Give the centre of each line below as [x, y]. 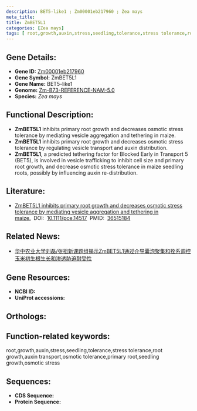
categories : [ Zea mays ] [35, 28]
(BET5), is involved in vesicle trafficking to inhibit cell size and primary [99, 160]
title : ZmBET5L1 [26, 22]
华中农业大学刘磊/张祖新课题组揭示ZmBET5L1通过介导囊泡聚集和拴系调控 [103, 251]
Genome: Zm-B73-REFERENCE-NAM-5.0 [65, 90]
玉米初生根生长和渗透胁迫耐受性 [53, 259]
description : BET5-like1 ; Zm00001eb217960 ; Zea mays [74, 11]
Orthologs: [26, 316]
